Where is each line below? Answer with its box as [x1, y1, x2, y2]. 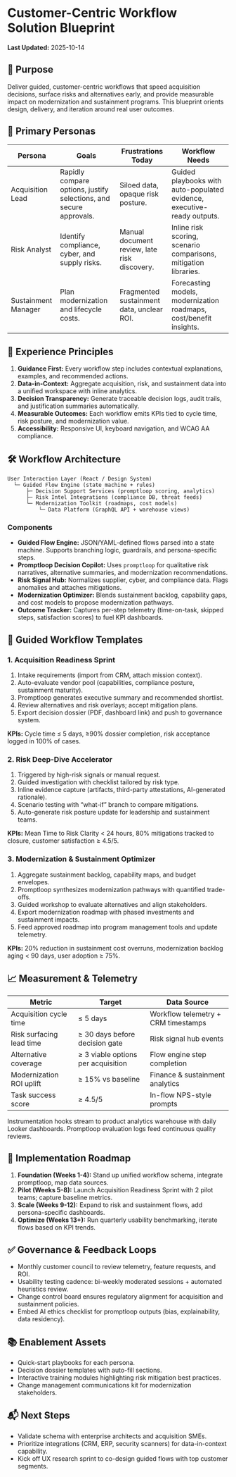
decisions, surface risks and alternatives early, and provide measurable [7, 89, 214, 98]
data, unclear [119, 304, 163, 314]
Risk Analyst [11, 245, 51, 254]
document [119, 235, 153, 245]
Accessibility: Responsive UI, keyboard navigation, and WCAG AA [17, 424, 210, 433]
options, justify [59, 185, 109, 194]
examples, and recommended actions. [17, 372, 129, 381]
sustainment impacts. [17, 915, 80, 924]
